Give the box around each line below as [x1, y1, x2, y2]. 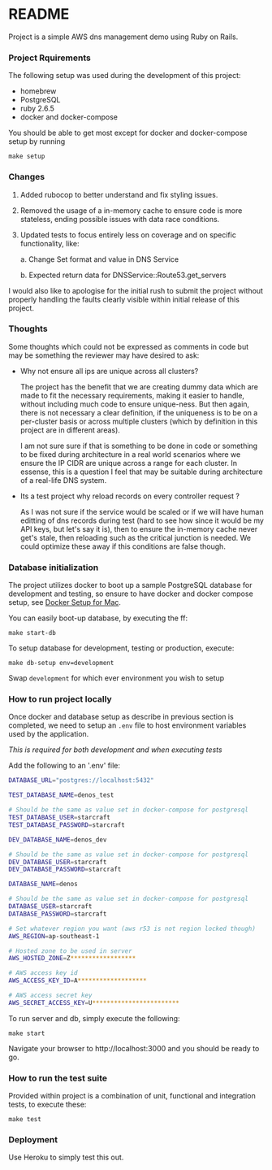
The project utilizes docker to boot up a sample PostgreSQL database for [8, 581, 253, 590]
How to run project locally [8, 694, 112, 705]
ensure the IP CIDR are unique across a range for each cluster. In [19, 458, 238, 468]
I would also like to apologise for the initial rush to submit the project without [8, 285, 264, 295]
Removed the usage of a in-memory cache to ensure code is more [19, 205, 243, 215]
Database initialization [8, 562, 99, 573]
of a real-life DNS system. [19, 475, 107, 485]
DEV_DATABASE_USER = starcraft [8, 858, 107, 866]
